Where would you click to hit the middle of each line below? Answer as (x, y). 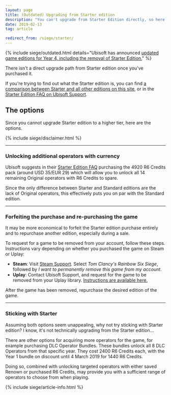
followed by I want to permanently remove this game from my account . (87, 269)
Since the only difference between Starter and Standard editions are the (81, 188)
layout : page (19, 10)
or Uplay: (15, 254)
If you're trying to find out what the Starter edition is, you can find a (76, 83)
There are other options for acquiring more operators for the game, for (79, 340)
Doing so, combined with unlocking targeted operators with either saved (81, 366)
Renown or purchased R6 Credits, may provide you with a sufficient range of (85, 371)
